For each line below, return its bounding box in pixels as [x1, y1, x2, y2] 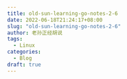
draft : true [7, 61, 41, 68]
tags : [7, 36, 23, 43]
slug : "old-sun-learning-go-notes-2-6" [7, 23, 122, 30]
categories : [7, 49, 41, 56]
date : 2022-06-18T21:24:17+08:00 [7, 16, 103, 23]
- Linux [13, 42, 36, 49]
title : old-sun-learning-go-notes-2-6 [7, 10, 118, 17]
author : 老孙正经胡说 [7, 29, 63, 36]
